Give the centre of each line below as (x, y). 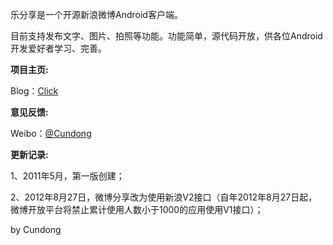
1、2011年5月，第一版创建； (67, 176)
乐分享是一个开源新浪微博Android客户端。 (96, 14)
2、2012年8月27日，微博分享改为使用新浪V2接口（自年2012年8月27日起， (164, 197)
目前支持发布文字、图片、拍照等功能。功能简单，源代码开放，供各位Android (166, 36)
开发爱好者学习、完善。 (58, 48)
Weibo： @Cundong (51, 133)
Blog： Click (34, 91)
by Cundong (36, 229)
